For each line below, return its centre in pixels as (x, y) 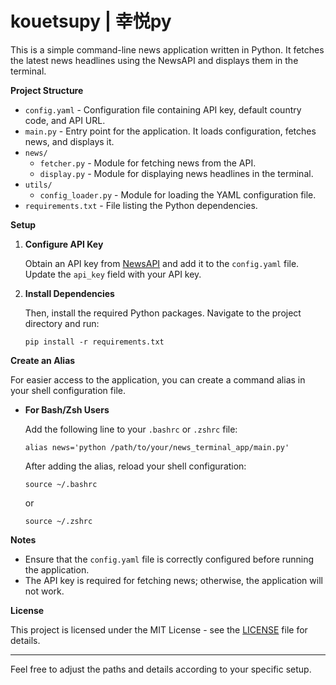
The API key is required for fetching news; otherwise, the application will (173, 580)
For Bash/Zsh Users (67, 409)
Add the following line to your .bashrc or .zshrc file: (131, 429)
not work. (44, 591)
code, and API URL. (65, 120)
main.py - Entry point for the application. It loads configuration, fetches (170, 131)
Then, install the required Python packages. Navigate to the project (163, 313)
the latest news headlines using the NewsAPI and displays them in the (154, 60)
